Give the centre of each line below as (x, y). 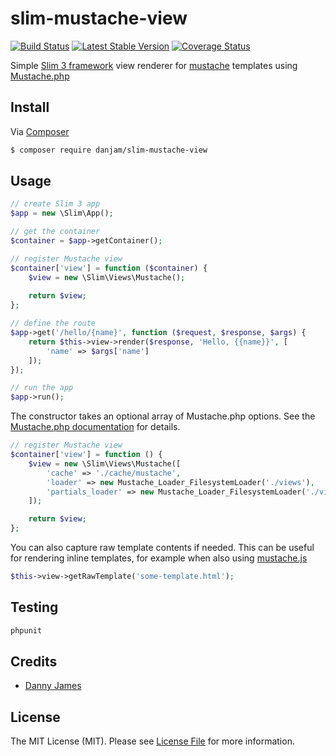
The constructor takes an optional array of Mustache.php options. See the (163, 416)
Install (30, 107)
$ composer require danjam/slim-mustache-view (109, 150)
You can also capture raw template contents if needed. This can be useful (162, 548)
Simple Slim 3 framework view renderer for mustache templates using (154, 65)
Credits (34, 662)
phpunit (26, 630)
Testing (34, 607)
